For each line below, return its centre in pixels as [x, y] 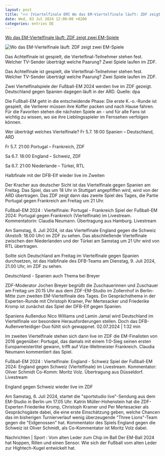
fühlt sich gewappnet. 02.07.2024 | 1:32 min [96, 326]
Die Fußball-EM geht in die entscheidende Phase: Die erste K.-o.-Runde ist [81, 101]
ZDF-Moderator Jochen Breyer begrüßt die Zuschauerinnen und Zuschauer [82, 285]
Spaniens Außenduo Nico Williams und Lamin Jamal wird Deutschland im [79, 316]
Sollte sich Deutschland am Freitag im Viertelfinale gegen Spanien [72, 256]
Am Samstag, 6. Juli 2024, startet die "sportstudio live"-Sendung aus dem [80, 397]
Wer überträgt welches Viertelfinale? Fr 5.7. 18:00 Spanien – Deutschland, [80, 132]
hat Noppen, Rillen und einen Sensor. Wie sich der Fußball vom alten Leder [81, 443]
